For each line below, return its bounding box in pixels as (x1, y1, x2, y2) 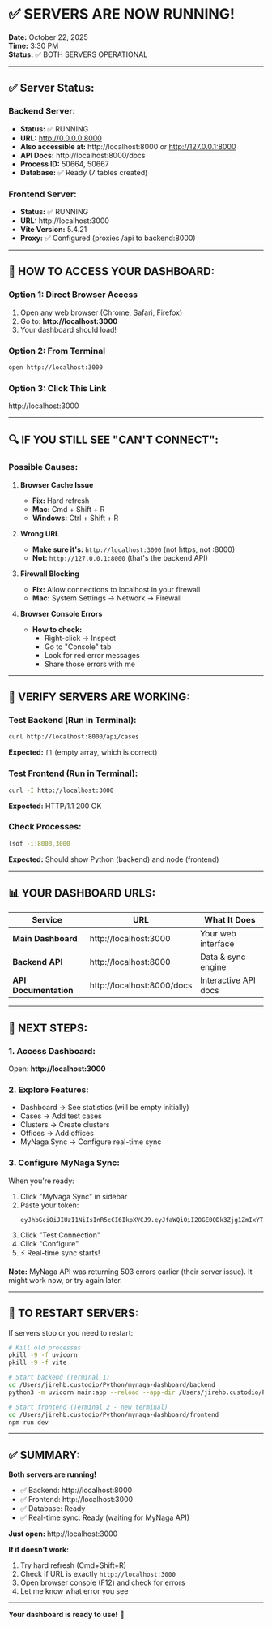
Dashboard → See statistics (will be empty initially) (19, 1103, 189, 1113)
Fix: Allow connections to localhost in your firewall (32, 584, 201, 594)
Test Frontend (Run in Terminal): (8, 768, 138, 779)
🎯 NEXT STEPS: (8, 1021, 87, 1035)
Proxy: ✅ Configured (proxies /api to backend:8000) (19, 233, 196, 243)
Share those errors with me (44, 659, 136, 669)
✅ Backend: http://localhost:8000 (19, 1486, 133, 1496)
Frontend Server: (8, 188, 77, 200)
